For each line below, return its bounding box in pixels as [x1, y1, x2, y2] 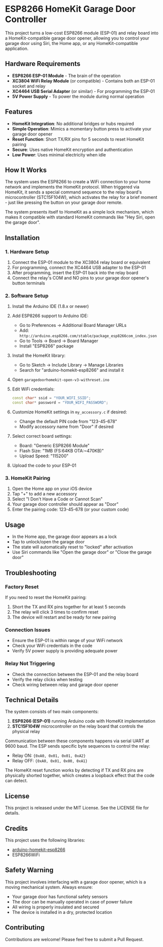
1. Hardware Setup [5, 248, 50, 255]
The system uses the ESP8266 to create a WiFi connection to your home [5, 179, 151, 185]
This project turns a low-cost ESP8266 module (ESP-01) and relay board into [5, 30, 159, 36]
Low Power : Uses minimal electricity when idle [12, 151, 106, 157]
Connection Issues [5, 626, 51, 633]
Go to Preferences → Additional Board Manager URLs [19, 323, 127, 328]
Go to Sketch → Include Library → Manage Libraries [19, 362, 124, 368]
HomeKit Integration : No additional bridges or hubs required [12, 121, 134, 127]
